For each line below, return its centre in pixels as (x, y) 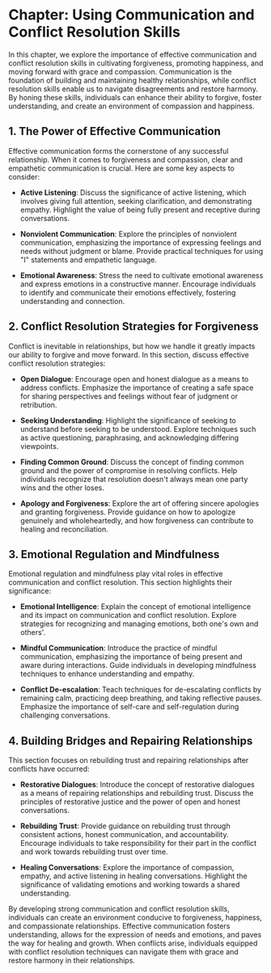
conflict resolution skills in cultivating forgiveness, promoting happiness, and (136, 63)
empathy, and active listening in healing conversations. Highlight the (134, 876)
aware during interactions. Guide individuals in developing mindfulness (138, 666)
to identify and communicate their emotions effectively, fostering (128, 292)
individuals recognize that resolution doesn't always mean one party (134, 479)
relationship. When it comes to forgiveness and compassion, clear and (126, 159)
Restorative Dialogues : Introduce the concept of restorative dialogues (137, 785)
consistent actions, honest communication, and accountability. (124, 835)
